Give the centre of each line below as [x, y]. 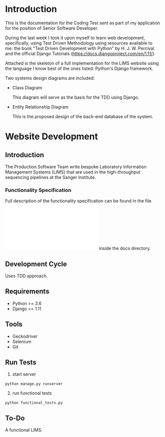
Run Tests [21, 362]
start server [24, 374]
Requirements [27, 291]
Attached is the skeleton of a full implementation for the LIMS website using [82, 63]
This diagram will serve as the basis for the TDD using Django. [76, 97]
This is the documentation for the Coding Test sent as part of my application [83, 23]
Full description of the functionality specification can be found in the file [78, 201]
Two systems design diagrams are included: [50, 78]
